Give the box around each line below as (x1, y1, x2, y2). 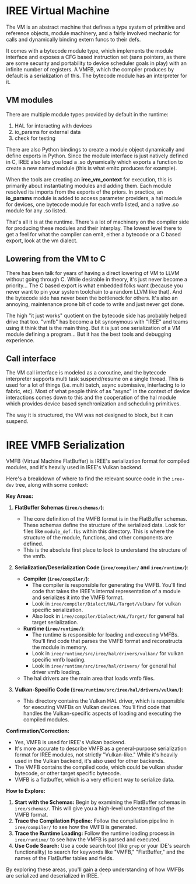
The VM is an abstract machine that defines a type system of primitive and (6, 23, 185, 30)
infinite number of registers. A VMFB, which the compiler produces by (6, 66, 174, 73)
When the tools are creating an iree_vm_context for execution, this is (6, 176, 172, 183)
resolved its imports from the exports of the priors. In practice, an (6, 188, 163, 195)
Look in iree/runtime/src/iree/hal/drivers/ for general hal (32, 662, 177, 669)
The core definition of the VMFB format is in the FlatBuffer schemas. (23, 515, 188, 522)
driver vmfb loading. (32, 669, 81, 676)
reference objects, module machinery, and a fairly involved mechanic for (6, 29, 181, 36)
